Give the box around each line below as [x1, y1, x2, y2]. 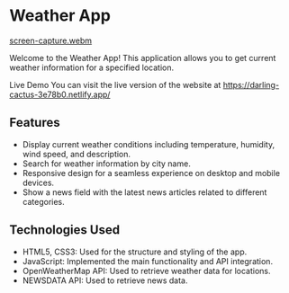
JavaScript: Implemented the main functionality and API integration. [22, 255, 273, 266]
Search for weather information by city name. [22, 158, 191, 169]
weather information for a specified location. [9, 62, 174, 73]
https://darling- [222, 79, 280, 90]
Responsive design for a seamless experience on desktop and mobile [22, 167, 281, 178]
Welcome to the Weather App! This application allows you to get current [9, 52, 276, 63]
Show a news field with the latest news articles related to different [22, 186, 267, 198]
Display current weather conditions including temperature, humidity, [22, 138, 275, 149]
